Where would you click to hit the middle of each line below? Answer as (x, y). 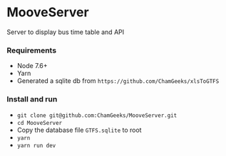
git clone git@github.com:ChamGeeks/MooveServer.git (97, 115)
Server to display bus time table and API (66, 32)
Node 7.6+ (32, 66)
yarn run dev (36, 145)
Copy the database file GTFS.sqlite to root (79, 130)
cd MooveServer (40, 123)
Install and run (32, 99)
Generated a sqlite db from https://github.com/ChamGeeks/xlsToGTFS (118, 81)
